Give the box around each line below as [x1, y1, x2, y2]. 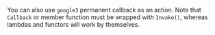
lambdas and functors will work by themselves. [7, 21, 140, 28]
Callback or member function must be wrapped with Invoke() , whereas [7, 13, 208, 21]
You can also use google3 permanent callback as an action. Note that [7, 6, 202, 14]
